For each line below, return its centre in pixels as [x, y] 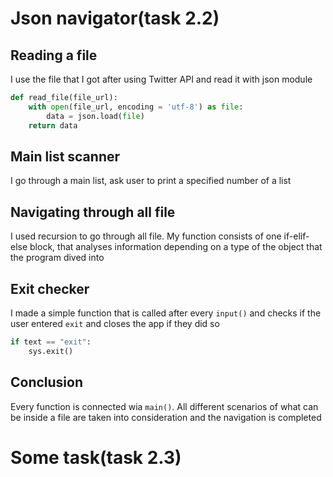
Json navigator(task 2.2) [115, 18]
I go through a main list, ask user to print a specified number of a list [151, 181]
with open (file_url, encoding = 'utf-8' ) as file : [136, 107]
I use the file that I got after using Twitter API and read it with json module [161, 79]
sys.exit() [51, 351]
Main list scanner [65, 156]
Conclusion [47, 382]
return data [53, 125]
